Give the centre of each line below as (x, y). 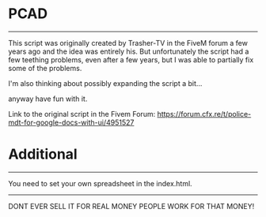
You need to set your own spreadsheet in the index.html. (100, 183)
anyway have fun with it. (48, 99)
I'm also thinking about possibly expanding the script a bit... (105, 83)
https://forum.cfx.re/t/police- (204, 114)
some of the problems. (45, 68)
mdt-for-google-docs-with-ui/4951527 (71, 122)
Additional (43, 154)
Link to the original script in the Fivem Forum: (82, 114)
